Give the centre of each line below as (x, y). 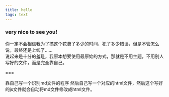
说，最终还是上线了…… (29, 50)
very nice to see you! (31, 32)
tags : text (17, 15)
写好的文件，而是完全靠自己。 (36, 62)
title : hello (19, 10)
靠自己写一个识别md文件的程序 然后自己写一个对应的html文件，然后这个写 (82, 83)
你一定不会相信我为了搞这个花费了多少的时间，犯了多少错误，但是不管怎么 (82, 44)
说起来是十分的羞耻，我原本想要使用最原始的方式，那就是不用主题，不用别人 (84, 56)
